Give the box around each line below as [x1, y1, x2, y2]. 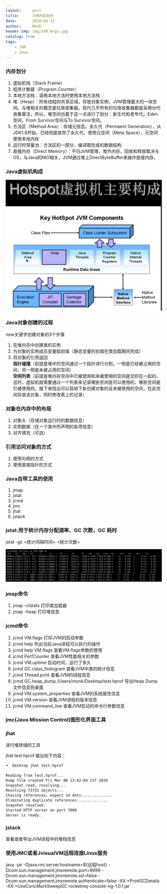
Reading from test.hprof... [5, 773, 64, 778]
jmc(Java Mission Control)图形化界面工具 [5, 716, 106, 723]
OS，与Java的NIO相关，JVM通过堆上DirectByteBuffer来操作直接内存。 [12, 154, 158, 160]
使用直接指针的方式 [12, 462, 53, 468]
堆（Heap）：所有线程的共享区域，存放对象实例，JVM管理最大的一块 [12, 98, 153, 104]
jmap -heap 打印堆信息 [12, 609, 60, 615]
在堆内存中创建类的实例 [12, 342, 61, 348]
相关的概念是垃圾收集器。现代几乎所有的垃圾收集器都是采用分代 [30, 105, 161, 111]
